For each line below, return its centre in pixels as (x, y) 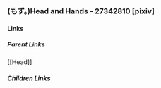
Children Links (29, 78)
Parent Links (26, 44)
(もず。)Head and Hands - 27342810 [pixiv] (81, 11)
